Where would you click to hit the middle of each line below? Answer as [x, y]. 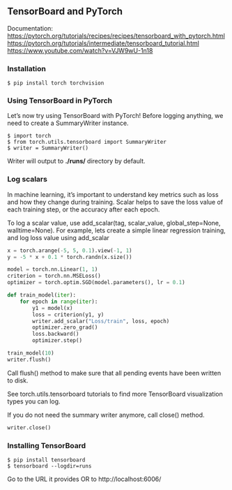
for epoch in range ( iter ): [59, 302]
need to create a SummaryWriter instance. [68, 123]
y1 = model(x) [53, 308]
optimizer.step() [57, 341]
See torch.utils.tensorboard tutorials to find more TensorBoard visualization [115, 394]
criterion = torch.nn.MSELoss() [54, 276]
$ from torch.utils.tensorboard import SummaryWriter [87, 142]
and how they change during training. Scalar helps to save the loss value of [115, 202]
